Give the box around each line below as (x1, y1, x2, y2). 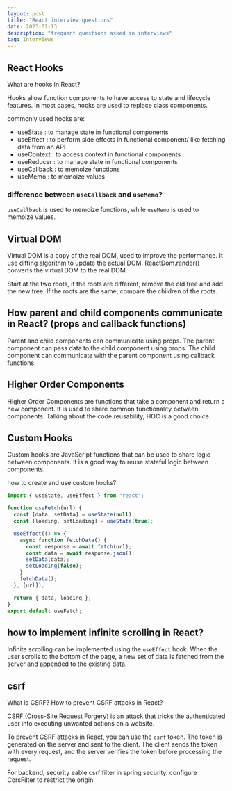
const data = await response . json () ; (25, 550, 135, 557)
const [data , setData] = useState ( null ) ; (13, 512, 135, 519)
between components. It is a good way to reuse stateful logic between (7, 458, 209, 466)
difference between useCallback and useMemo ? (7, 189, 163, 199)
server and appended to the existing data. (7, 660, 127, 668)
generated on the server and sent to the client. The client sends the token (7, 740, 217, 749)
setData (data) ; (25, 556, 70, 563)
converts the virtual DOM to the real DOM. (7, 266, 128, 275)
